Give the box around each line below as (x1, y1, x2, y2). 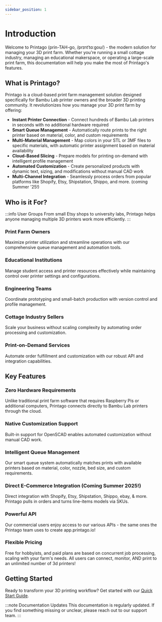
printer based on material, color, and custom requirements (12, 132, 129, 138)
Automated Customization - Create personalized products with (12, 164, 140, 169)
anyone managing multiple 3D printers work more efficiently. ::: (5, 216, 131, 222)
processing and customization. (5, 329, 67, 336)
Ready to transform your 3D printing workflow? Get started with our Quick (5, 587, 153, 593)
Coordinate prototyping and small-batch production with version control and (5, 296, 158, 302)
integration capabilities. (5, 358, 52, 364)
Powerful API (5, 511, 37, 517)
